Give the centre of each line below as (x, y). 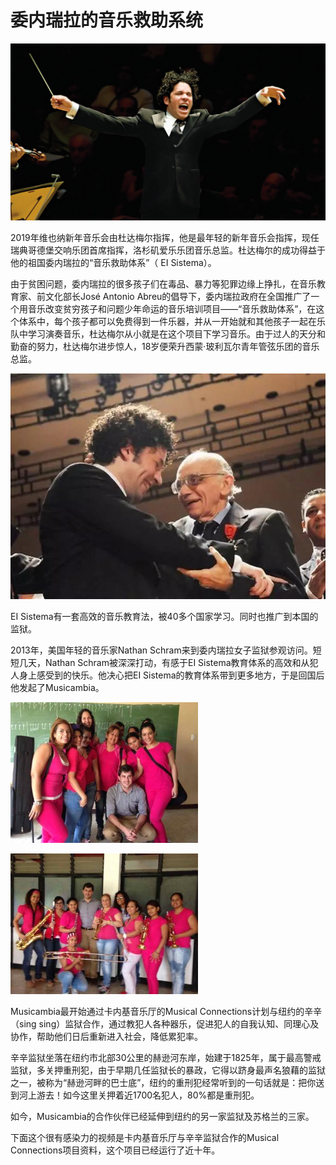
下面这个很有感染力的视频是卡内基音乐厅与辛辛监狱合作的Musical (145, 1137)
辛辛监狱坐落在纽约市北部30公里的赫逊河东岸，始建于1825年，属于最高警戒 (166, 1057)
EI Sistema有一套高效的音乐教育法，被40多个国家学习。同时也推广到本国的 (164, 616)
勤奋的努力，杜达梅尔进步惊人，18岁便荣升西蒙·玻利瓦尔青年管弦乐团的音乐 (165, 347)
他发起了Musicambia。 (57, 687)
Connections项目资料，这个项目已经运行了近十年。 (115, 1150)
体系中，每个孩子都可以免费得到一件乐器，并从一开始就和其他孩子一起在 (167, 322)
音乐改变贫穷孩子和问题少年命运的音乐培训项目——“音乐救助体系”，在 (172, 309)
